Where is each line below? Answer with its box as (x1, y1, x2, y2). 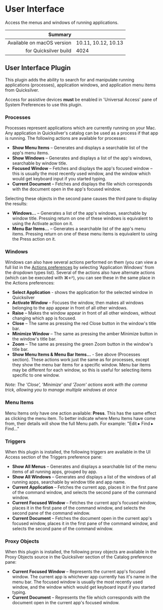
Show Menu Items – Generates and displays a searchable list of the (12, 145, 148, 151)
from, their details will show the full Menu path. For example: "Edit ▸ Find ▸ (5, 420, 154, 426)
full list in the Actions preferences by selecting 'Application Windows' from (5, 265, 154, 270)
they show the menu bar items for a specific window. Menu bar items (12, 362, 151, 368)
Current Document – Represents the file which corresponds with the (12, 594, 150, 600)
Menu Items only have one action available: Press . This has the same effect (5, 410, 157, 416)
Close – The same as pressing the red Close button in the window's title (12, 321, 157, 326)
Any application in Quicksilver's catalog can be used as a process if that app (5, 130, 158, 136)
